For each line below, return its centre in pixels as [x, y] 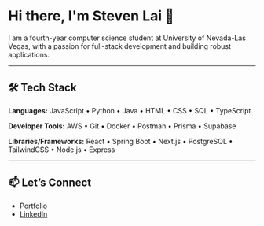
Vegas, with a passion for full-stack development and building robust [120, 46]
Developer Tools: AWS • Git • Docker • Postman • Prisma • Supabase [122, 126]
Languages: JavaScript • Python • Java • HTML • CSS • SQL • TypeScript [130, 110]
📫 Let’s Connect [50, 183]
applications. [29, 54]
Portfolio [33, 206]
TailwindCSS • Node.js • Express [62, 150]
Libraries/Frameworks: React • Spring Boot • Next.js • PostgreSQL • [121, 141]
